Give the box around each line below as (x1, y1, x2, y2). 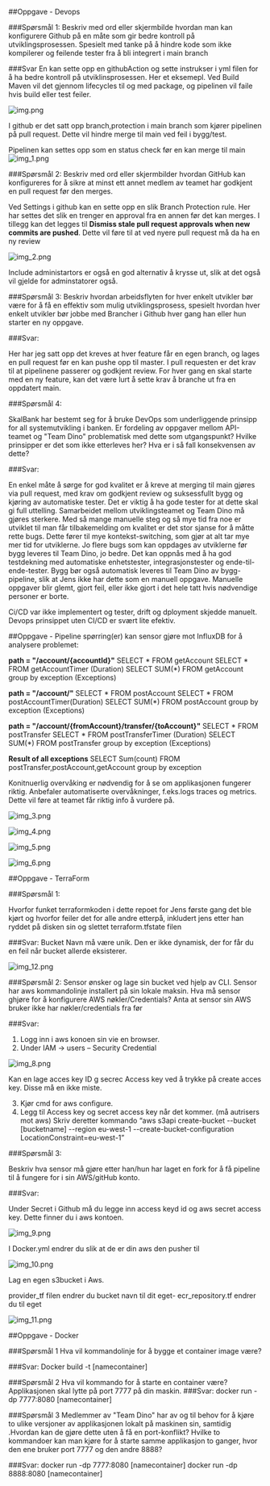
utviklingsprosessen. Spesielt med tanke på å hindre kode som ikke (8, 40, 232, 49)
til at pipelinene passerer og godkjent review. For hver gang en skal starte (8, 366, 252, 375)
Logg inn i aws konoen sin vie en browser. (19, 1035, 160, 1044)
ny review (8, 237, 41, 245)
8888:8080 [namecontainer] (8, 1469, 103, 1478)
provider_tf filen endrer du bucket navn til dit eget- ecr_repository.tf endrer (8, 1291, 256, 1300)
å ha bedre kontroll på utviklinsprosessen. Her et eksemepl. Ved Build (8, 73, 239, 82)
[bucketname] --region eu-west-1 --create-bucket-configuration (19, 1124, 235, 1133)
